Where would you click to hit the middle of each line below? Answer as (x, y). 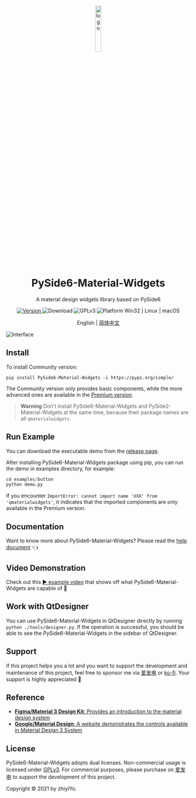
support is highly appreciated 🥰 (44, 679)
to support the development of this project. (64, 777)
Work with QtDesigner (47, 606)
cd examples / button (30, 479)
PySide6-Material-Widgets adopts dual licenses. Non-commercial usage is (96, 763)
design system (32, 718)
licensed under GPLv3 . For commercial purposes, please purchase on (90, 770)
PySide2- (160, 406)
